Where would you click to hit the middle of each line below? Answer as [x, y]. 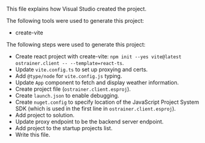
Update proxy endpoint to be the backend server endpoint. [89, 122]
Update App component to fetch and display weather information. [97, 83]
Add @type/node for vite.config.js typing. [69, 76]
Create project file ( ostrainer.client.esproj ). [73, 89]
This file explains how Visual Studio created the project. [76, 9]
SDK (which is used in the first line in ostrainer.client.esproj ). [95, 109]
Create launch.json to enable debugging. [67, 95]
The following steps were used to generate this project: [76, 44]
